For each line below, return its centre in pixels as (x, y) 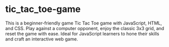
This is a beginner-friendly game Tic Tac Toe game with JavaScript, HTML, (84, 23)
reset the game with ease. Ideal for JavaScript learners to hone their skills (82, 33)
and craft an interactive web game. (42, 39)
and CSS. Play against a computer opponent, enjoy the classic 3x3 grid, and (85, 28)
